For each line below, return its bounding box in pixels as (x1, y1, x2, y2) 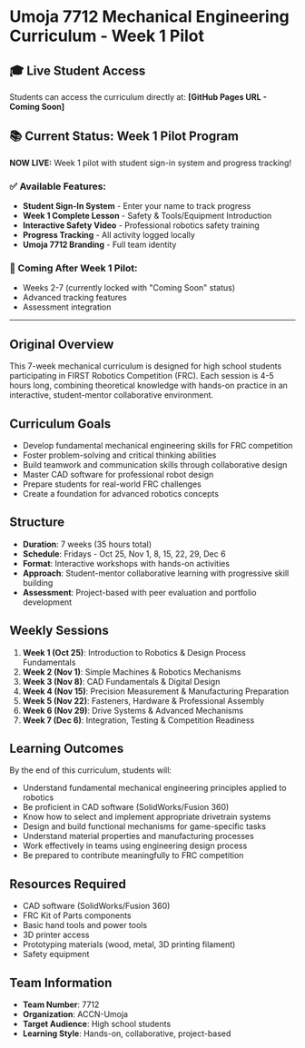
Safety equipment (22, 949, 90, 960)
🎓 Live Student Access (9, 63, 146, 78)
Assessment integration (22, 302, 112, 312)
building (22, 577, 54, 588)
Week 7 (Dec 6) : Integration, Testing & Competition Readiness (22, 715, 255, 726)
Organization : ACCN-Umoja (22, 1009, 129, 1020)
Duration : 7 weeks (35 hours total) (22, 539, 152, 549)
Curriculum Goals (9, 416, 112, 431)
